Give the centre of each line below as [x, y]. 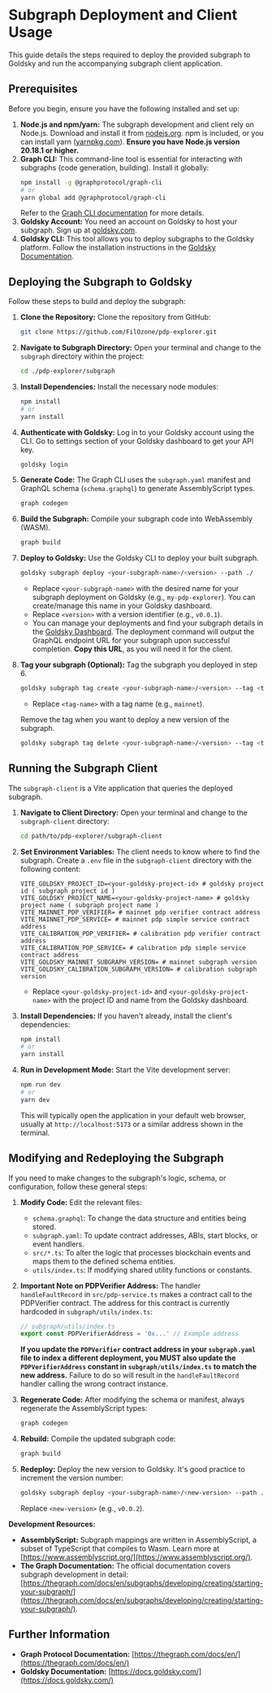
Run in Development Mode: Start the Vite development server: [125, 1070]
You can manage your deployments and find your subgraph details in [148, 623]
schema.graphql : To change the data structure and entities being [139, 1218]
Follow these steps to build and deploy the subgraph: [97, 302]
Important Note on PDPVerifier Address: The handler [110, 1286]
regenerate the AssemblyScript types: [84, 1408]
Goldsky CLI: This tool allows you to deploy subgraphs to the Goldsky [137, 239]
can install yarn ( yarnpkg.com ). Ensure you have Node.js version [130, 141]
